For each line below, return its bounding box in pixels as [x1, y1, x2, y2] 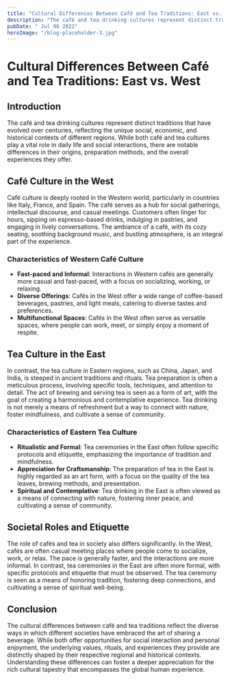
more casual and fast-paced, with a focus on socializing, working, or [16, 277, 211, 286]
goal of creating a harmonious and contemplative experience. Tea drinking [7, 396, 218, 404]
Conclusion [7, 603, 57, 615]
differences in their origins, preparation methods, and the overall [7, 148, 189, 157]
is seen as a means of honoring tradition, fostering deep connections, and [7, 576, 216, 585]
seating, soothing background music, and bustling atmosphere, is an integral [7, 230, 223, 238]
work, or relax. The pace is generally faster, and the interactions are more [7, 554, 214, 563]
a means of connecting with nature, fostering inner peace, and [16, 494, 194, 502]
